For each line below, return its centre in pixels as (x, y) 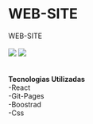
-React (19, 87)
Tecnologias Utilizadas (47, 79)
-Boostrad (25, 104)
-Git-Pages (26, 95)
